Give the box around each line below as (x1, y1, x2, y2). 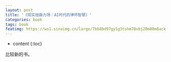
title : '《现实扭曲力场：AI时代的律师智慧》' (5, 12, 92, 17)
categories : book (5, 17, 42, 22)
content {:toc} (12, 40, 42, 47)
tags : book (5, 22, 29, 27)
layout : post (5, 7, 33, 13)
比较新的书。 (5, 51, 32, 57)
